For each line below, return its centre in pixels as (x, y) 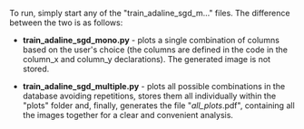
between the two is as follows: (66, 23)
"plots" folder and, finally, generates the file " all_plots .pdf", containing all (158, 106)
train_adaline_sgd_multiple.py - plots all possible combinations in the (154, 86)
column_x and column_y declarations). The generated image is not (146, 59)
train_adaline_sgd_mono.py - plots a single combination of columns (151, 40)
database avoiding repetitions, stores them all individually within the (149, 96)
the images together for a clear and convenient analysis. (128, 115)
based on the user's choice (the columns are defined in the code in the (155, 50)
